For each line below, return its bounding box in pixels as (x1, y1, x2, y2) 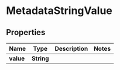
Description (54, 45, 88, 52)
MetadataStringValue (6, 4, 112, 17)
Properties (6, 27, 46, 37)
